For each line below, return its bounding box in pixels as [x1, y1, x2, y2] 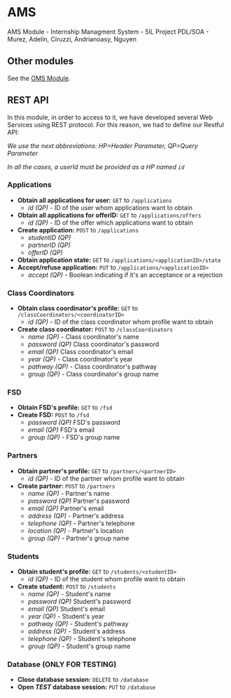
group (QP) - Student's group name [27, 642, 131, 650]
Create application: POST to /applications [17, 225, 139, 234]
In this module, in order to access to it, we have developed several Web [7, 113, 213, 121]
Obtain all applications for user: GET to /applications [17, 196, 173, 204]
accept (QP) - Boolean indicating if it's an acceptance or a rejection [27, 270, 223, 279]
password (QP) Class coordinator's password [27, 340, 160, 348]
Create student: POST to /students [17, 582, 116, 591]
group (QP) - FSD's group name [27, 433, 120, 442]
